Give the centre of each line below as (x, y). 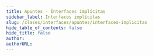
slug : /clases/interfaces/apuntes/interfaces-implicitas (77, 22)
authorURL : (19, 44)
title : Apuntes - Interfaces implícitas (56, 11)
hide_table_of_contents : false (44, 28)
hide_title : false (28, 33)
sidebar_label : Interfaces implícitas (53, 17)
